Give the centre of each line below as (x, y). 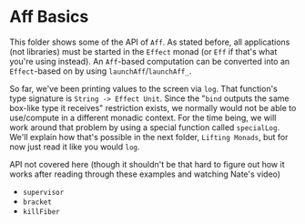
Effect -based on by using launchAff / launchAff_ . (101, 71)
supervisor (43, 192)
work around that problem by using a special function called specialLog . (145, 127)
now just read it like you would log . (75, 147)
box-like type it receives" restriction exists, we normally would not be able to (153, 107)
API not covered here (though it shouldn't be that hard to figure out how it (147, 164)
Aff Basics (49, 17)
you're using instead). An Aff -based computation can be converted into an (150, 61)
